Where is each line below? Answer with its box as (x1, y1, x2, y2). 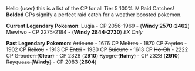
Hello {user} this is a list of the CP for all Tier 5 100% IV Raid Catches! (6, 5, 174, 12)
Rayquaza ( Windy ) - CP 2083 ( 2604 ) (6, 58, 97, 65)
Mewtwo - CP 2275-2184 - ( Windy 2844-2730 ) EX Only (6, 29, 143, 35)
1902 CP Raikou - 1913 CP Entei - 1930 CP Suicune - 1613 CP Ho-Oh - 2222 (6, 46, 189, 53)
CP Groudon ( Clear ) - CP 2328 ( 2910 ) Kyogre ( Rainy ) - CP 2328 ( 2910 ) (6, 52, 180, 59)
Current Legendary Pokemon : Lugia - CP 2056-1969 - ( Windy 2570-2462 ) (6, 23, 190, 29)
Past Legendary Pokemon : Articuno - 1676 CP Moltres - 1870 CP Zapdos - (6, 40, 187, 47)
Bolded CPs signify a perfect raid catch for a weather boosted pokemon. (6, 11, 182, 18)
